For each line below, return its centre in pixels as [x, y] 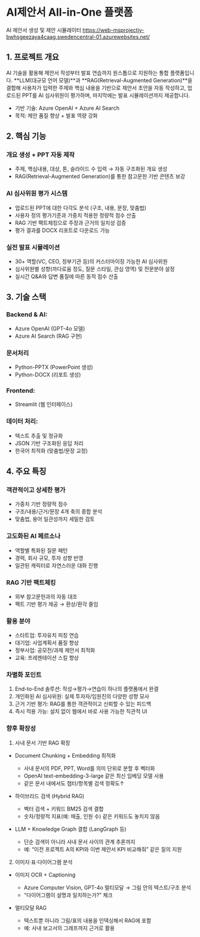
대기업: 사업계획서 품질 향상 [47, 643]
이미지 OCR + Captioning [45, 875]
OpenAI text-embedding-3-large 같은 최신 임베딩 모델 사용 [94, 776]
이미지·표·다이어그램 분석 [44, 862]
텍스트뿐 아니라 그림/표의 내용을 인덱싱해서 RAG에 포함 [87, 920]
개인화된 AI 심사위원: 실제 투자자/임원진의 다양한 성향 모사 [82, 696]
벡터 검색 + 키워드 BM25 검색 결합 [64, 809]
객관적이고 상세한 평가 [36, 489]
